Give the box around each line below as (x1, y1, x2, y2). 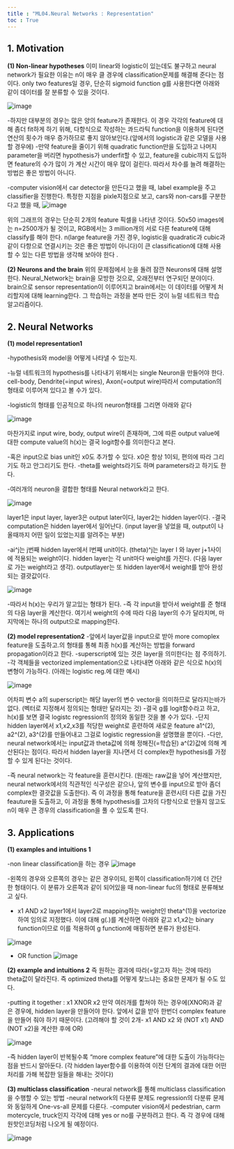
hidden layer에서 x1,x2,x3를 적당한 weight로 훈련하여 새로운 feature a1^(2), (7, 722, 215, 730)
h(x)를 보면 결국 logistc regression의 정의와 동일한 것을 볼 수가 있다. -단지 (7, 713, 210, 722)
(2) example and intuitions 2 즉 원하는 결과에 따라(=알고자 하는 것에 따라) (7, 966, 212, 974)
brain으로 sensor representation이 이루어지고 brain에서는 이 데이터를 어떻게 (7, 283, 217, 291)
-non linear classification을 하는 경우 (7, 859, 110, 868)
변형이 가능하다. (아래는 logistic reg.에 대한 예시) (7, 667, 141, 676)
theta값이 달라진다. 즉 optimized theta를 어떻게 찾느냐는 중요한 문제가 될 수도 (7, 974, 219, 983)
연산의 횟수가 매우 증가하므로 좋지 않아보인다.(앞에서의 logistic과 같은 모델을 (7, 134, 214, 142)
